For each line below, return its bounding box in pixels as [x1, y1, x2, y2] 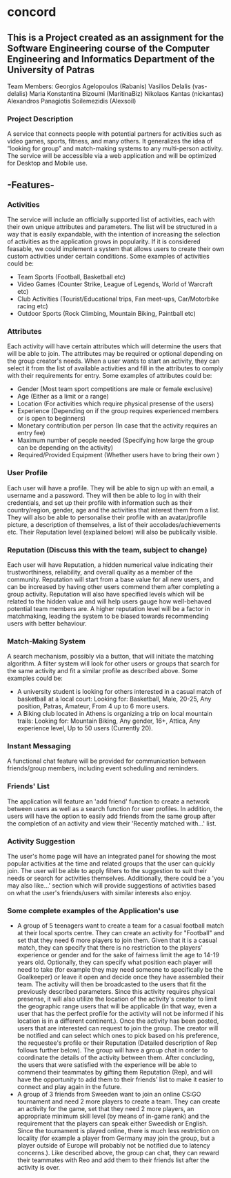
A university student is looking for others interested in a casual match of [17, 688, 222, 696]
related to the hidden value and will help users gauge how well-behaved [7, 597, 212, 606]
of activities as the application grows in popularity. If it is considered [7, 237, 201, 246]
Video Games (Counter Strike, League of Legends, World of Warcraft [17, 280, 213, 288]
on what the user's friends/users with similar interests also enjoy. [7, 889, 192, 897]
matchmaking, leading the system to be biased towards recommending [7, 612, 209, 620]
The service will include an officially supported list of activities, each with [7, 215, 215, 223]
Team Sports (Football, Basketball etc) [17, 272, 126, 281]
